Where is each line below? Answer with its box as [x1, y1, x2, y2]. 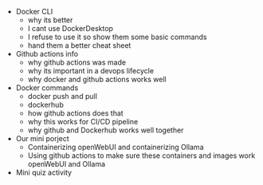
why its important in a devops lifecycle [27, 66, 154, 75]
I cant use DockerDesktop [27, 24, 114, 33]
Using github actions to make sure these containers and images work [27, 151, 256, 160]
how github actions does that [27, 108, 124, 118]
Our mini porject [15, 134, 69, 143]
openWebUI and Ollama [27, 159, 106, 168]
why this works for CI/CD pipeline [27, 117, 139, 126]
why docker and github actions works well [27, 75, 167, 84]
